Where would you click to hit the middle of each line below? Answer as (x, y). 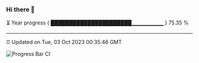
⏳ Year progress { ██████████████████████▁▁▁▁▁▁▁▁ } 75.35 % (97, 23)
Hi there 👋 (21, 10)
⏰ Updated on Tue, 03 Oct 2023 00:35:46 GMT (64, 42)
